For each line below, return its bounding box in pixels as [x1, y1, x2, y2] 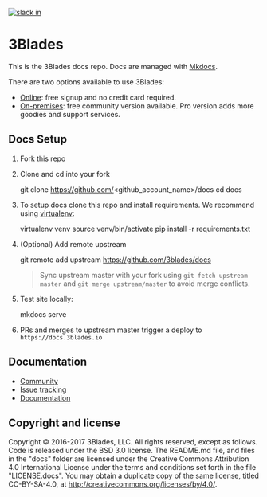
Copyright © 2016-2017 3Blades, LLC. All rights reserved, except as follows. [8, 437, 258, 447]
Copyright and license [8, 416, 121, 429]
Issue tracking [19, 385, 67, 394]
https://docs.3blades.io [19, 333, 103, 342]
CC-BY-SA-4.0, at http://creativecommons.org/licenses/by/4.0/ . [8, 479, 218, 489]
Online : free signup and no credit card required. [19, 92, 177, 102]
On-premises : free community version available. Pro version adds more [19, 100, 254, 111]
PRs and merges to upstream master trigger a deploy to [19, 325, 202, 335]
